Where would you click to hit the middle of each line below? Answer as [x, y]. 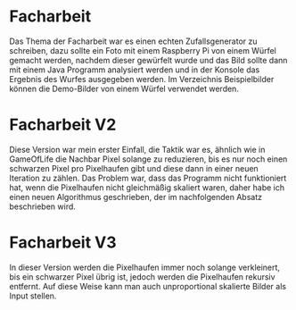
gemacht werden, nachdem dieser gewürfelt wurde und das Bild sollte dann [148, 60]
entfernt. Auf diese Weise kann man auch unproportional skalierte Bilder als [148, 286]
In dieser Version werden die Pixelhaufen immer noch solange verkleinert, [145, 267]
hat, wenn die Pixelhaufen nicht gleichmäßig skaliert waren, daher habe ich [147, 187]
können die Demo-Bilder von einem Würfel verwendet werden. [124, 88]
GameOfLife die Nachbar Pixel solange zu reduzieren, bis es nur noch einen [148, 159]
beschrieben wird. [42, 206]
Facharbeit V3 [63, 243]
